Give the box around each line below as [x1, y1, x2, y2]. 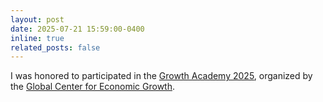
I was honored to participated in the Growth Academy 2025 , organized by [10, 70, 313, 82]
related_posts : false [10, 42, 101, 53]
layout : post [10, 14, 65, 25]
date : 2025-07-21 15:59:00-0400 [10, 24, 145, 34]
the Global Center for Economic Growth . [10, 81, 175, 93]
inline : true [10, 33, 65, 43]
